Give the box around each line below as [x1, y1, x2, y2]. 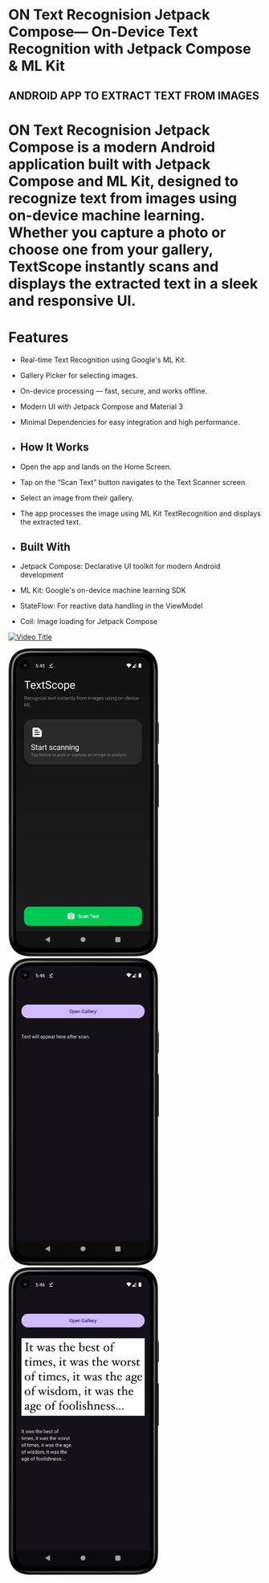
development [19, 570, 64, 580]
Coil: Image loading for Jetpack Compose [19, 617, 158, 626]
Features [8, 328, 69, 346]
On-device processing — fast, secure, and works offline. [19, 386, 208, 395]
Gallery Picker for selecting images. [19, 370, 138, 380]
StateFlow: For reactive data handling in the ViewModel [19, 601, 203, 611]
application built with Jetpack [8, 155, 211, 173]
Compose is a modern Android [8, 138, 215, 156]
